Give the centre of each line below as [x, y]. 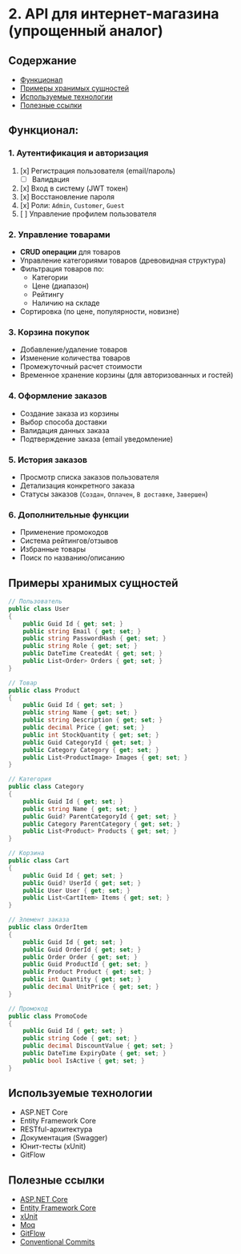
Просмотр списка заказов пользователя [89, 476]
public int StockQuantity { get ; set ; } [91, 735]
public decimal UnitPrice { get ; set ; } [91, 987]
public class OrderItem [48, 927]
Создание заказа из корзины [69, 413]
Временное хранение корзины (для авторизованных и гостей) [127, 375]
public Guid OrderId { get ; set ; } [82, 950]
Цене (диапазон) [60, 286]
